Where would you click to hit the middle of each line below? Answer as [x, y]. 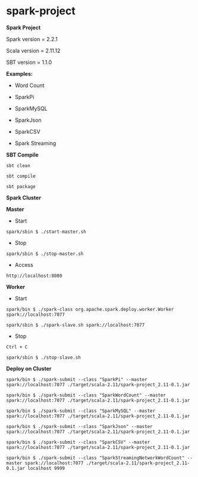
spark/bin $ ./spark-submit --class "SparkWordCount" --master [86, 395]
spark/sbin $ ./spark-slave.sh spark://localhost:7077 [76, 325]
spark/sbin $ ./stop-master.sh [45, 254]
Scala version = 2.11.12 [33, 50]
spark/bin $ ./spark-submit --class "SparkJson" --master [79, 426]
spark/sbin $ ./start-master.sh [46, 232]
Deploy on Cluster [29, 368]
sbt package [21, 186]
